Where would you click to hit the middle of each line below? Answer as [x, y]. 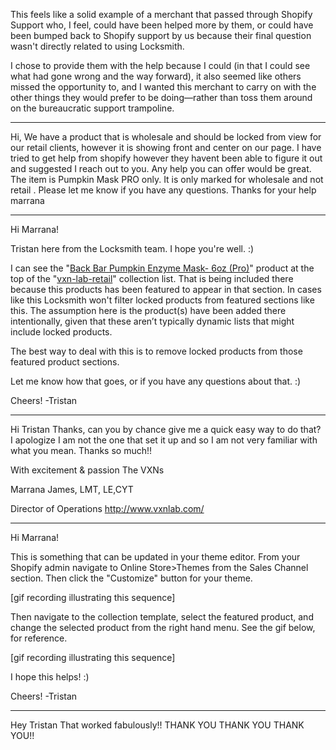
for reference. [39, 638]
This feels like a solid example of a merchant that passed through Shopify [161, 14]
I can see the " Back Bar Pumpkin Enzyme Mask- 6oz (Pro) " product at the [162, 268]
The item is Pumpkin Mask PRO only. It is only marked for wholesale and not [167, 179]
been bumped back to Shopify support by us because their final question [161, 35]
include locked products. [61, 332]
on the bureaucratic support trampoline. [92, 108]
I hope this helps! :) [50, 677]
